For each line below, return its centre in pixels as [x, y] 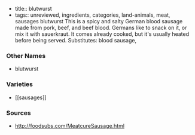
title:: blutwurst [33, 9]
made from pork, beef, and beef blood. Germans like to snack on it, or [101, 27]
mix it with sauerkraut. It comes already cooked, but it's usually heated [102, 34]
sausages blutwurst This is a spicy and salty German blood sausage [99, 21]
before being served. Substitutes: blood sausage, [75, 40]
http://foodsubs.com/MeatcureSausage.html [69, 125]
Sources [19, 113]
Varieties [19, 84]
